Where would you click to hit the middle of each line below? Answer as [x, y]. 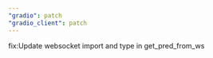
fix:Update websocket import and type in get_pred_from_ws [106, 45]
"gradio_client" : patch [48, 23]
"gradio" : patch [35, 15]
